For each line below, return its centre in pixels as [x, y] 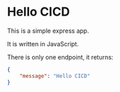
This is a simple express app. [48, 31]
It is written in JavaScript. [43, 44]
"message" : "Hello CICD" [55, 76]
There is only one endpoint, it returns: [60, 57]
